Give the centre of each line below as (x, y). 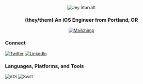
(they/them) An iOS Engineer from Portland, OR (81, 20)
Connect (15, 43)
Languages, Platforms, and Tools (45, 66)
